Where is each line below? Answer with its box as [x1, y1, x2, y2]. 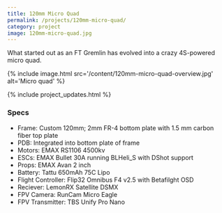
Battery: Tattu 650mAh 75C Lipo [17, 168, 110, 176]
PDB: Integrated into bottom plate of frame [17, 139, 140, 147]
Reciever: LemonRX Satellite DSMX [17, 182, 119, 191]
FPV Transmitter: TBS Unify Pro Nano [17, 198, 126, 206]
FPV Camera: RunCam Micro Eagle [17, 190, 117, 198]
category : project [7, 23, 61, 30]
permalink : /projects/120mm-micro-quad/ [7, 17, 127, 24]
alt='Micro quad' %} [7, 77, 66, 86]
